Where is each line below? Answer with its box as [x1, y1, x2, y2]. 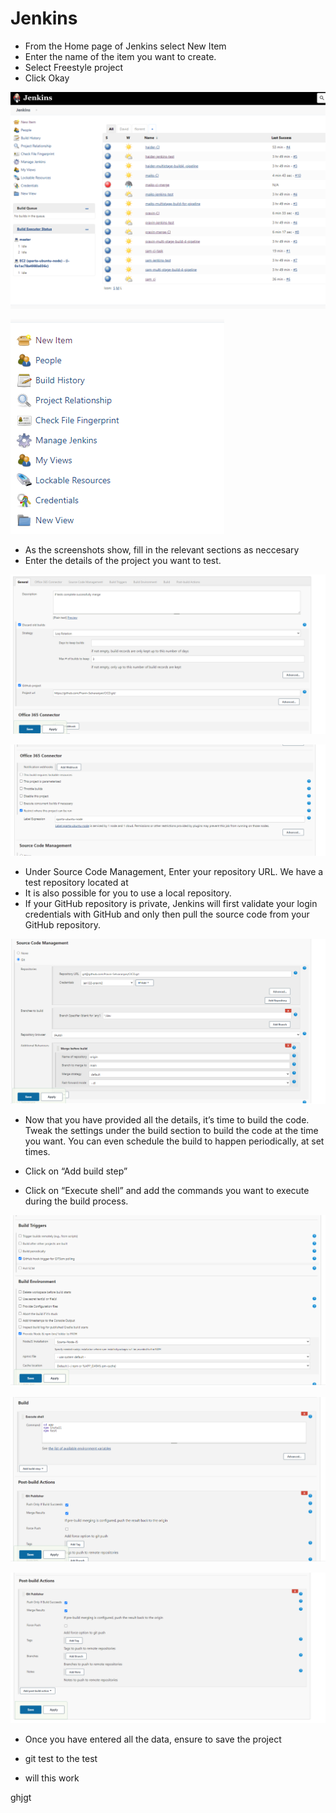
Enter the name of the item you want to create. [24, 50, 217, 62]
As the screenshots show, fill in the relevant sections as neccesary [24, 544, 300, 556]
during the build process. [24, 1195, 129, 1207]
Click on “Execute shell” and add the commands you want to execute [24, 1185, 310, 1197]
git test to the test [24, 1753, 98, 1764]
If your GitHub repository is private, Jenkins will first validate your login [24, 898, 318, 910]
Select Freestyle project [24, 61, 124, 73]
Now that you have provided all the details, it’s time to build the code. [24, 1114, 310, 1126]
